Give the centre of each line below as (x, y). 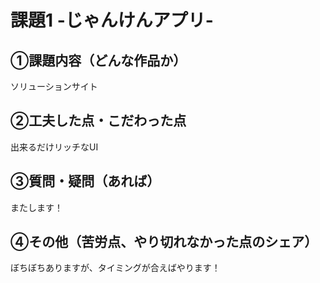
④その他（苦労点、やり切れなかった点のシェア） (164, 242)
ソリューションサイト (54, 86)
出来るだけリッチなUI (54, 147)
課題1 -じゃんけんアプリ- (112, 20)
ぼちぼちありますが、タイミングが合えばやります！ (115, 268)
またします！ (36, 207)
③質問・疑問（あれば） (85, 181)
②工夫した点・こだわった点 (98, 121)
